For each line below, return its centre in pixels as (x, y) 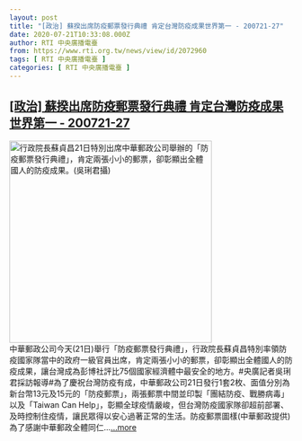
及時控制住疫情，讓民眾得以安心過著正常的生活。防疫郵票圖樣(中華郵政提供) (150, 416)
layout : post (34, 18)
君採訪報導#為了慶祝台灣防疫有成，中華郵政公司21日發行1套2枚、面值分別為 (150, 382)
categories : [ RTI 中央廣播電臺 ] (70, 68)
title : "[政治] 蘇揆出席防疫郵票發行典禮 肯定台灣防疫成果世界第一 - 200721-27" (147, 26)
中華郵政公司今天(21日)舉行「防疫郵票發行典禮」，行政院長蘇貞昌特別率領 (144, 348)
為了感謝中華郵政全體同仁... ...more (73, 427)
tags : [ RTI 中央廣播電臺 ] (58, 59)
